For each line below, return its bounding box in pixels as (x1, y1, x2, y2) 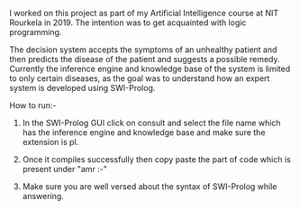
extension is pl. (22, 137, 79, 147)
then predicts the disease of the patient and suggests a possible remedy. (9, 54, 281, 64)
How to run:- (9, 100, 57, 111)
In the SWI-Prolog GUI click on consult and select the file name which (22, 117, 281, 128)
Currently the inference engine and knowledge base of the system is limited (9, 63, 291, 74)
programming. (9, 27, 62, 37)
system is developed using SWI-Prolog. (9, 83, 156, 93)
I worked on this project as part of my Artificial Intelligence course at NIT (9, 8, 279, 18)
